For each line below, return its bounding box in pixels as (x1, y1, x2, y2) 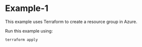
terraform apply (5, 37, 38, 42)
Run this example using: (5, 28, 53, 34)
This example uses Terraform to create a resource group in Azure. (5, 19, 138, 24)
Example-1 (5, 3, 49, 14)
